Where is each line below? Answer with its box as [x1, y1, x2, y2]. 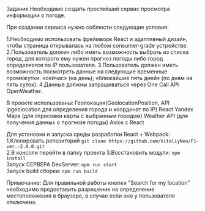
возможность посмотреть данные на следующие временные [6, 68, 168, 75]
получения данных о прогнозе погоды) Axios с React [6, 119, 144, 126]
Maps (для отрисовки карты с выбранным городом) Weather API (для [6, 113, 188, 119]
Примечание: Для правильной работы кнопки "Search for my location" [6, 179, 191, 186]
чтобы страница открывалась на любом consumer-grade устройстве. [6, 42, 188, 49]
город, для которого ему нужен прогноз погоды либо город [6, 55, 163, 62]
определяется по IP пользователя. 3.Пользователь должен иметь [6, 61, 179, 68]
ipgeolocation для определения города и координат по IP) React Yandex [6, 106, 194, 113]
